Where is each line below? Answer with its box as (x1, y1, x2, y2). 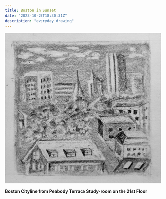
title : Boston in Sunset (5, 8, 56, 13)
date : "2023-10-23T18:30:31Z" (5, 13, 68, 18)
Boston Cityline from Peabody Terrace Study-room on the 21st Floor (5, 188, 147, 194)
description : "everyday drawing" (5, 18, 74, 23)
